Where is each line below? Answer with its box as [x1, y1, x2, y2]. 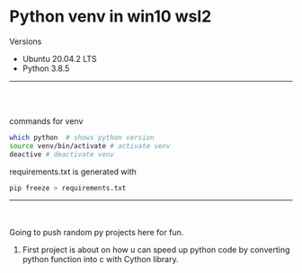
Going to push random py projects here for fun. [9, 227, 184, 238]
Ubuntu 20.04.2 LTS [22, 53, 97, 64]
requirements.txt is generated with [9, 166, 138, 177]
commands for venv [9, 115, 84, 127]
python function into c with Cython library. [22, 254, 179, 265]
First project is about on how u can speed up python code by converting [22, 244, 290, 255]
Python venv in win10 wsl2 [9, 6, 212, 27]
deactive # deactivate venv [9, 150, 115, 159]
